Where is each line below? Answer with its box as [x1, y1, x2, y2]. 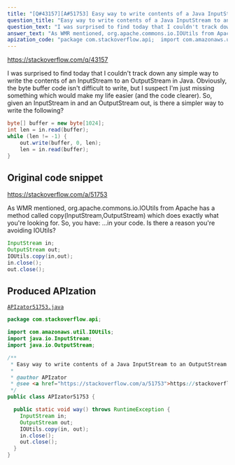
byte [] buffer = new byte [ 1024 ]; [7, 120, 105, 127]
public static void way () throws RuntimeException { [13, 406, 171, 413]
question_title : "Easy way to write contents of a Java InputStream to [7, 17, 220, 24]
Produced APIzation [7, 285, 97, 297]
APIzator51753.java [7, 304, 64, 311]
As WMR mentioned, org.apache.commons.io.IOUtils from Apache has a [7, 204, 215, 212]
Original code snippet [7, 172, 104, 183]
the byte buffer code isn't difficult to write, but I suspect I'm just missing [7, 84, 215, 92]
